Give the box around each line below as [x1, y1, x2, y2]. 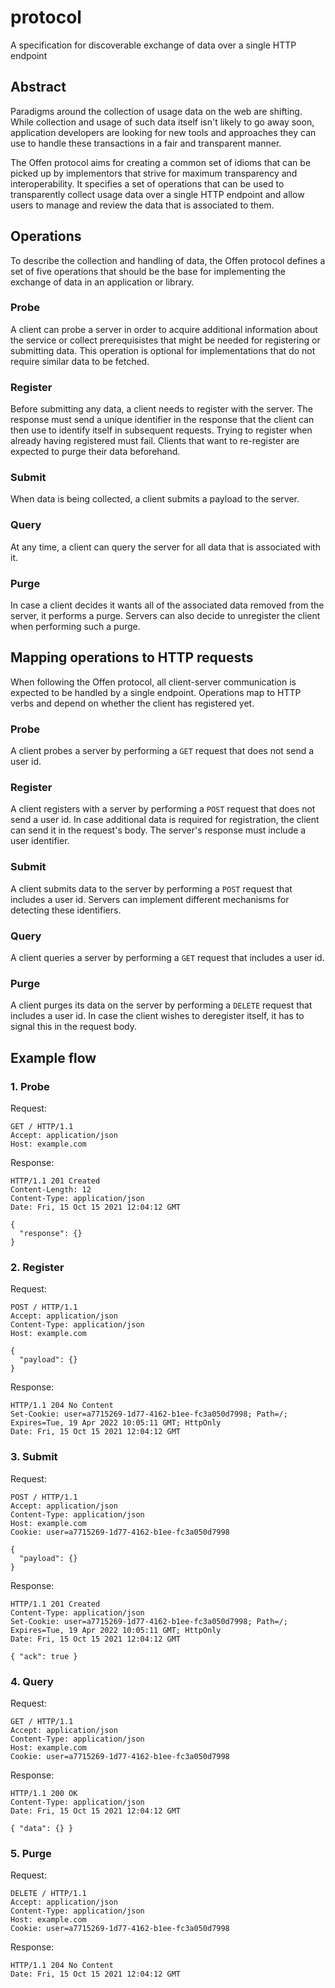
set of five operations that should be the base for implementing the [10, 265, 286, 277]
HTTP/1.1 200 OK [10, 1788, 78, 1798]
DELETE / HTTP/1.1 [10, 1889, 87, 1899]
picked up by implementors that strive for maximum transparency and [10, 167, 298, 179]
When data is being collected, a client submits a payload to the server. [10, 493, 300, 505]
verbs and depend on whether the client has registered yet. [10, 697, 255, 709]
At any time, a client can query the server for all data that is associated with [10, 541, 321, 553]
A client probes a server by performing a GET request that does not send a [10, 745, 315, 757]
